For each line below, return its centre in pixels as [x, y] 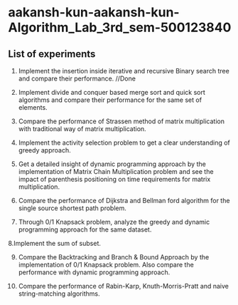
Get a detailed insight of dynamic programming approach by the [112, 164]
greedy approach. [44, 150]
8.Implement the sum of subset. [55, 243]
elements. [33, 107]
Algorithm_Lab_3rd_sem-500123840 [120, 27]
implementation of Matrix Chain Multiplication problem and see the [116, 171]
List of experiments [52, 54]
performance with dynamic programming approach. [94, 272]
